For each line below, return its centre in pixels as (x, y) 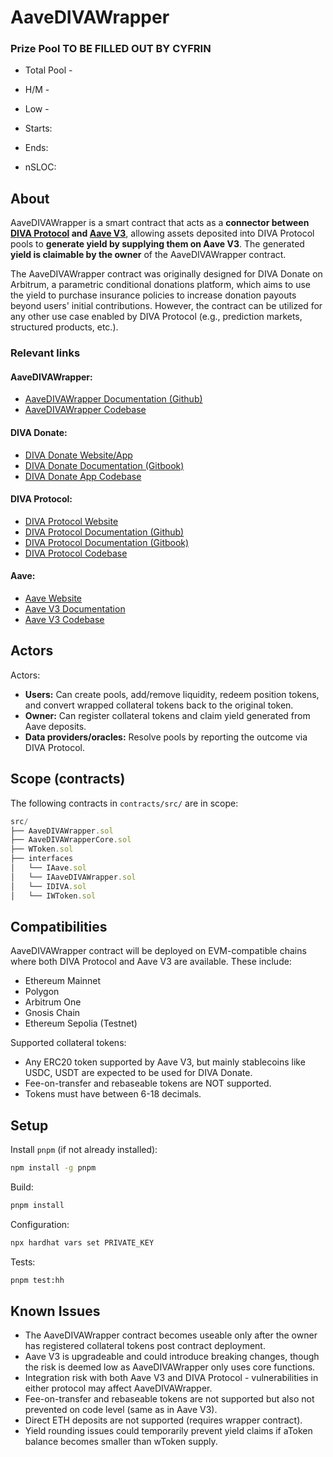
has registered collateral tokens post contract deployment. (145, 1346)
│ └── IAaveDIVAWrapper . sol (73, 877)
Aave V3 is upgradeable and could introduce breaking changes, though (172, 1357)
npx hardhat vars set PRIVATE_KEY (82, 1242)
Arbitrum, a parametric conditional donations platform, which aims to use (160, 285)
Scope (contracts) (68, 779)
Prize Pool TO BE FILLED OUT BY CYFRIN (111, 49)
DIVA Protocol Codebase (76, 553)
